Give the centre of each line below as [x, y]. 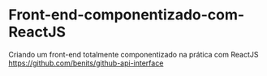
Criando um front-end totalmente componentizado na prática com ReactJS [133, 54]
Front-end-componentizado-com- [127, 15]
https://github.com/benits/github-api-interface [86, 63]
